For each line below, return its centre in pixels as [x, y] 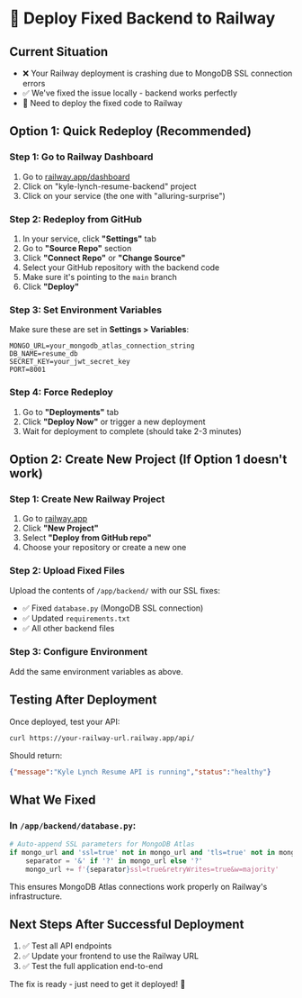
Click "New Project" [60, 528]
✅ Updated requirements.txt [76, 618]
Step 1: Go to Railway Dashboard [81, 157]
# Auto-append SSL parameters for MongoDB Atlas [102, 844]
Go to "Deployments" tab [71, 412]
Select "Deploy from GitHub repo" [87, 538]
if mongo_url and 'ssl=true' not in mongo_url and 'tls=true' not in [142, 852]
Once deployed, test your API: [65, 721]
